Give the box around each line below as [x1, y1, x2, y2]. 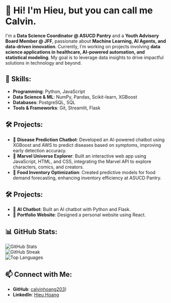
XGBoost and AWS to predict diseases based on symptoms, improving [12, 142, 161, 148]
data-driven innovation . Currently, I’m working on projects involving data [5, 43, 161, 49]
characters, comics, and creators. [12, 164, 84, 170]
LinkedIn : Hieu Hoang [12, 292, 59, 297]
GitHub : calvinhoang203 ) [12, 286, 67, 292]
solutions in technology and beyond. [5, 60, 82, 66]
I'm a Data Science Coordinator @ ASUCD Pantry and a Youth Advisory [5, 32, 159, 39]
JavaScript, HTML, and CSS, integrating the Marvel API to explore [12, 158, 152, 164]
